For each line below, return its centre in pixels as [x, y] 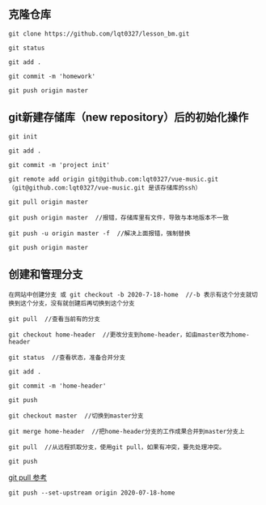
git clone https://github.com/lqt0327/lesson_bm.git [99, 34]
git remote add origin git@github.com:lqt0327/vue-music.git [114, 179]
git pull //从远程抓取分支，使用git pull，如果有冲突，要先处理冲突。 [117, 447]
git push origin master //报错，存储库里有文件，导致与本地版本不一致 [118, 217]
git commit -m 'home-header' [57, 386]
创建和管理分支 [46, 274]
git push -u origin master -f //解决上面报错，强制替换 [99, 233]
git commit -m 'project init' [59, 165]
